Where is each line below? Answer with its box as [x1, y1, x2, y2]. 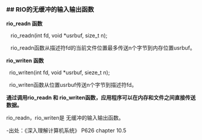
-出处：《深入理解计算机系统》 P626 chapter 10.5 [6, 127, 126, 134]
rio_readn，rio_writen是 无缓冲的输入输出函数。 [6, 114, 124, 121]
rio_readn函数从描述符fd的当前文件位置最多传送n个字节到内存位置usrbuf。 [10, 44, 195, 51]
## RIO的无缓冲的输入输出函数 [6, 5, 94, 13]
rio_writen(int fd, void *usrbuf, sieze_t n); [8, 69, 110, 76]
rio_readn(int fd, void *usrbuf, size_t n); [10, 32, 108, 39]
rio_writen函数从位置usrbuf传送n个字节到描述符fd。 [8, 81, 137, 89]
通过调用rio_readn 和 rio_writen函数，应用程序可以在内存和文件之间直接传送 [6, 94, 196, 101]
